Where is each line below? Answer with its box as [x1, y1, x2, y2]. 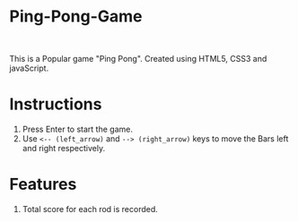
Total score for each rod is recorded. [22, 203, 159, 214]
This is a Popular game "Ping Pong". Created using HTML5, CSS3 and [9, 53, 267, 64]
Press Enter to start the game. [22, 124, 133, 134]
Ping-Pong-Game [9, 6, 143, 27]
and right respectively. [22, 142, 106, 153]
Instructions [9, 94, 102, 115]
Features [9, 175, 77, 194]
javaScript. [9, 63, 49, 73]
